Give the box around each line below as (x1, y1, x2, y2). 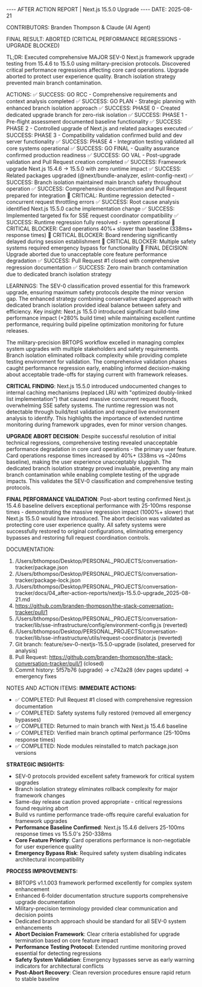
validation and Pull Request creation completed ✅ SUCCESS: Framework (6, 159, 187, 165)
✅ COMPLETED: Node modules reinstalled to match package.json (14, 742, 179, 749)
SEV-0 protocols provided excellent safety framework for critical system (14, 772, 195, 780)
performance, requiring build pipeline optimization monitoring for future (6, 321, 184, 328)
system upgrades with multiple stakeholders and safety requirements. (6, 345, 180, 352)
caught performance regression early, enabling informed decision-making (6, 365, 190, 371)
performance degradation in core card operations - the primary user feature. (6, 446, 197, 452)
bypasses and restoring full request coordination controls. (6, 534, 150, 541)
